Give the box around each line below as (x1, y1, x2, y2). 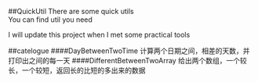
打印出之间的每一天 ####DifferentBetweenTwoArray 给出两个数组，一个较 (8, 56, 247, 65)
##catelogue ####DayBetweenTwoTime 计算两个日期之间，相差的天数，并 (8, 46, 250, 55)
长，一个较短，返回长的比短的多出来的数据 (8, 66, 146, 75)
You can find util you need (8, 15, 93, 24)
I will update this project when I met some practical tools (8, 30, 191, 39)
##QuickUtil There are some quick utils (8, 7, 135, 16)
